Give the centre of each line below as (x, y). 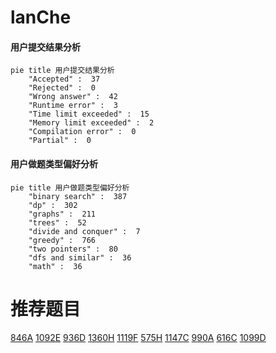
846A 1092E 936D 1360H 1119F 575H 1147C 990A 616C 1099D (138, 337)
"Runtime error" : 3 (73, 106)
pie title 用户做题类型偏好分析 (70, 187)
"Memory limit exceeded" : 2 (91, 123)
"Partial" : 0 (60, 141)
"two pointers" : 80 (73, 249)
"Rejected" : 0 (62, 88)
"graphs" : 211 (62, 214)
